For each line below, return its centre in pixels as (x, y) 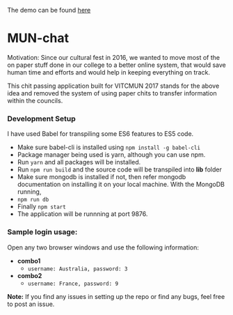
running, (29, 192)
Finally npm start (41, 207)
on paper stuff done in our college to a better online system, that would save (116, 65)
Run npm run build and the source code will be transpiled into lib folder (120, 169)
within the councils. (35, 100)
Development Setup (41, 118)
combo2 (30, 275)
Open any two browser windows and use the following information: (103, 247)
